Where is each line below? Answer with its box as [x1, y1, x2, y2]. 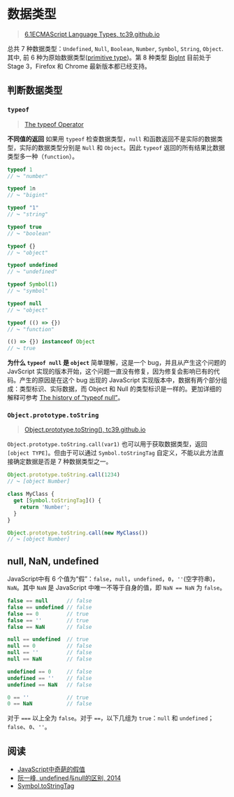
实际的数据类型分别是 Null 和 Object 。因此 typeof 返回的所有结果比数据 [19, 143, 226, 151]
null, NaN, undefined [7, 555, 99, 567]
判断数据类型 [7, 85, 63, 97]
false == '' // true [7, 617, 89, 624]
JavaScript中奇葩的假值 [17, 765, 86, 774]
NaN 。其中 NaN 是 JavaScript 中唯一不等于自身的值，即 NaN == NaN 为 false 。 [7, 583, 226, 592]
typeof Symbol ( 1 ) [7, 281, 58, 288]
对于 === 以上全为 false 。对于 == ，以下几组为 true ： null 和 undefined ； [7, 714, 214, 722]
